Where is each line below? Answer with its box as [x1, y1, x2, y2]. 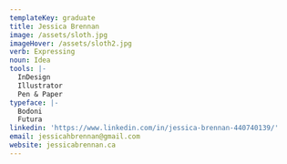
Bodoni [17, 107, 43, 116]
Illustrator [17, 81, 64, 90]
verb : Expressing [9, 47, 76, 56]
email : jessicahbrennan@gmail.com [9, 132, 141, 141]
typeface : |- [9, 97, 59, 108]
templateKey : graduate [9, 13, 96, 23]
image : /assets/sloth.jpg [9, 30, 108, 39]
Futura [17, 115, 43, 124]
